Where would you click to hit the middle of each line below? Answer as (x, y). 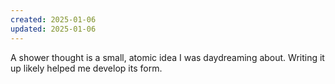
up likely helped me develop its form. (86, 68)
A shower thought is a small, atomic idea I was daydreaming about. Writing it (167, 57)
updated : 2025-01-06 (53, 29)
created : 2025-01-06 (53, 19)
